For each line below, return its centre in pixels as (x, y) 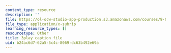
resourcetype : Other (27, 33)
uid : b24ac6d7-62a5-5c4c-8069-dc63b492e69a (52, 43)
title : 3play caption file (34, 38)
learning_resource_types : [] (36, 29)
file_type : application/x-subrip (41, 24)
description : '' (22, 15)
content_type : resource (31, 10)
